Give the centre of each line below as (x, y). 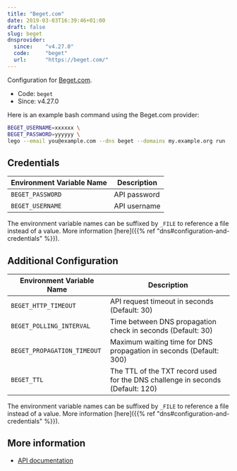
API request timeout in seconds (162, 301)
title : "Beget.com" (36, 14)
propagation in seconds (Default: (165, 351)
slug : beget (25, 34)
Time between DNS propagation (163, 322)
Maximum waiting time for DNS (162, 342)
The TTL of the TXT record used (164, 371)
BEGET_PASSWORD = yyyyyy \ (44, 134)
